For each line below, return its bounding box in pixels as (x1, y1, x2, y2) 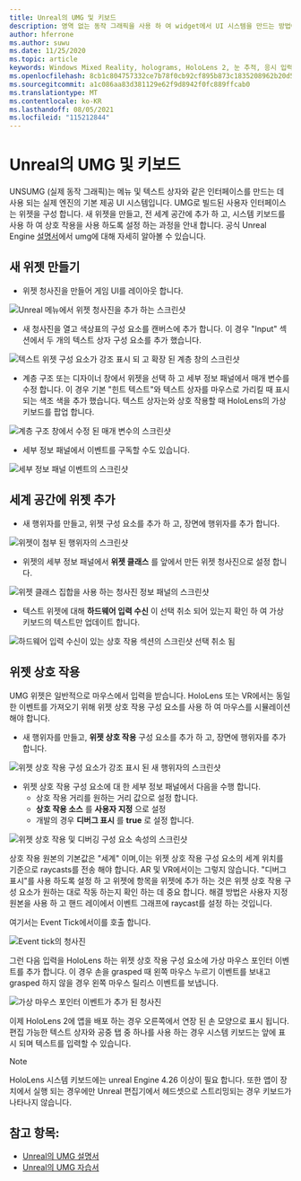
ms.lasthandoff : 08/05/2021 (9, 105, 115, 114)
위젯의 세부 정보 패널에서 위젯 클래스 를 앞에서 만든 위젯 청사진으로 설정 (21, 556, 271, 566)
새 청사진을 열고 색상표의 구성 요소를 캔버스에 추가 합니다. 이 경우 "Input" (21, 323, 278, 334)
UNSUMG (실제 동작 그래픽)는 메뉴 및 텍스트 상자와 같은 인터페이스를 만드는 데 (9, 186, 285, 197)
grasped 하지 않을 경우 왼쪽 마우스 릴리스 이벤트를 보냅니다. (9, 977, 219, 988)
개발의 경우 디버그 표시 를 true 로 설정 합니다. (35, 814, 194, 826)
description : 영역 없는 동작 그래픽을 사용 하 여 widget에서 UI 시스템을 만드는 (9, 22, 275, 31)
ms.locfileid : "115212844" (9, 113, 110, 122)
